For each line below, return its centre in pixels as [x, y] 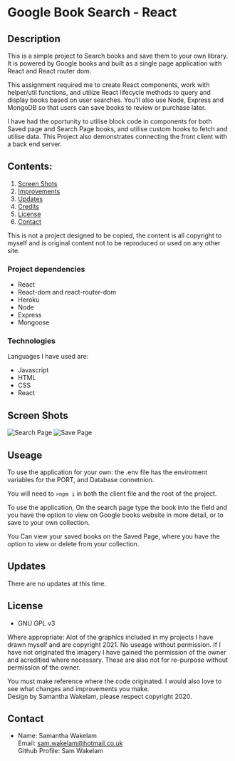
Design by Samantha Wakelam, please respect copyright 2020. [100, 696]
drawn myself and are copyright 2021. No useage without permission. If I [114, 644]
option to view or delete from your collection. [73, 544]
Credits [28, 206]
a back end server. [35, 144]
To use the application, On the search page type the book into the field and [117, 508]
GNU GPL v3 [36, 623]
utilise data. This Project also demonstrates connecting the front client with [117, 137]
